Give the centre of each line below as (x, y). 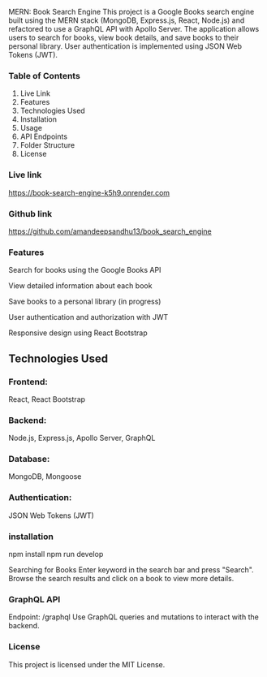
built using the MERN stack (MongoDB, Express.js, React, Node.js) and (127, 20)
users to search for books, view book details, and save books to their (124, 37)
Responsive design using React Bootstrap (78, 333)
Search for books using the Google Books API (85, 270)
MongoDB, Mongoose (45, 476)
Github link (30, 213)
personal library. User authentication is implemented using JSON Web (125, 46)
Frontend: (28, 382)
